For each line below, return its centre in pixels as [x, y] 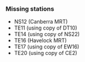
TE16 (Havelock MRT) [40, 41]
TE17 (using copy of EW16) [47, 47]
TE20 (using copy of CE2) [45, 53]
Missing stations [30, 9]
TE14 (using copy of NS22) [47, 34]
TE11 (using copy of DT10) [45, 28]
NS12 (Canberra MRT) [41, 22]
